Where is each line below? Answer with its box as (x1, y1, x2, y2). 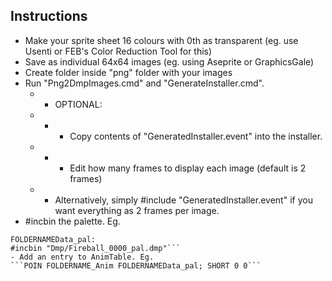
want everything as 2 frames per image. (54, 204, 220, 216)
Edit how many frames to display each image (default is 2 (69, 162, 307, 174)
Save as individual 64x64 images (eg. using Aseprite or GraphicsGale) (24, 55, 315, 68)
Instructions (10, 8, 88, 25)
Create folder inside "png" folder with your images (24, 66, 233, 78)
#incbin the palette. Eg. (24, 215, 121, 227)
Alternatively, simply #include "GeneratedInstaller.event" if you (54, 194, 313, 206)
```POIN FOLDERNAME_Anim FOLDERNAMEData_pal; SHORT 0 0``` (10, 260, 262, 271)
